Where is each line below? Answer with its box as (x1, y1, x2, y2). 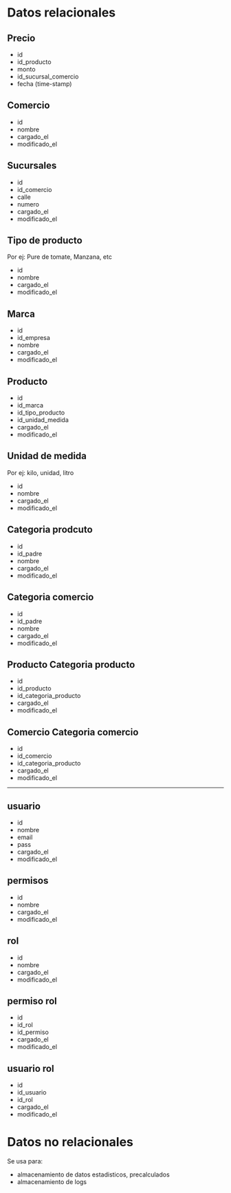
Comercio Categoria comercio (7, 726, 139, 738)
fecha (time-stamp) (16, 80, 72, 87)
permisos (7, 875, 49, 887)
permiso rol (7, 995, 57, 1006)
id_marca (16, 401, 43, 410)
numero (16, 200, 40, 208)
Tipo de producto (7, 235, 82, 246)
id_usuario (16, 1088, 47, 1097)
